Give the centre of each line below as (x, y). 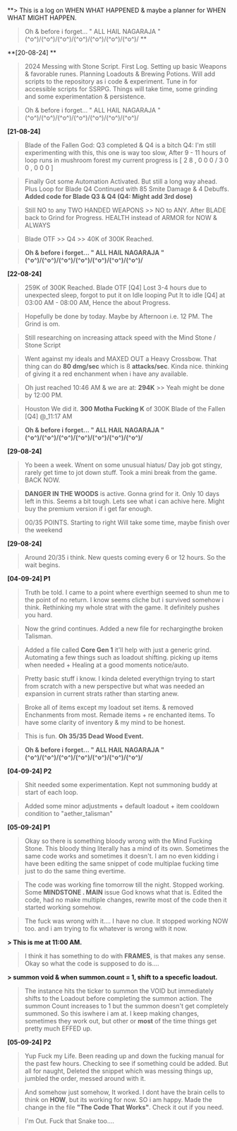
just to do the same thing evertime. (75, 871)
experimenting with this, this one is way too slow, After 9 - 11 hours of (125, 153)
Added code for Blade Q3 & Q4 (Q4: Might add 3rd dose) (109, 196)
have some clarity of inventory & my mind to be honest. (105, 722)
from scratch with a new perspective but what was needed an (114, 686)
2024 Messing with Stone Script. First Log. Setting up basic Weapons (126, 66)
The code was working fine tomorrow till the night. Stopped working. (124, 885)
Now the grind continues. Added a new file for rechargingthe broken (124, 628)
